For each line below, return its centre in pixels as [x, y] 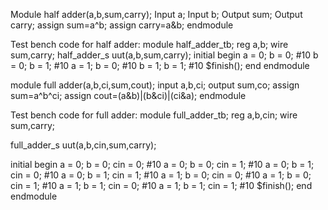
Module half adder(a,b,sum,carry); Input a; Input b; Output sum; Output [156, 14]
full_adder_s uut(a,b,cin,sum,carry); [83, 145]
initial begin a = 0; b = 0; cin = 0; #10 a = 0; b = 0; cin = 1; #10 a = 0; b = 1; [162, 164]
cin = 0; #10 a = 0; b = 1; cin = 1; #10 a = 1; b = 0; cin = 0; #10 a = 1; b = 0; [161, 175]
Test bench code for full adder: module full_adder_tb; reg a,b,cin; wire [154, 115]
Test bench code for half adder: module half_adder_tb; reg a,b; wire [149, 44]
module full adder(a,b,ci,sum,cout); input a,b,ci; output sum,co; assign [155, 85]
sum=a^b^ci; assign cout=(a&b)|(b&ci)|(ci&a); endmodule [128, 95]
